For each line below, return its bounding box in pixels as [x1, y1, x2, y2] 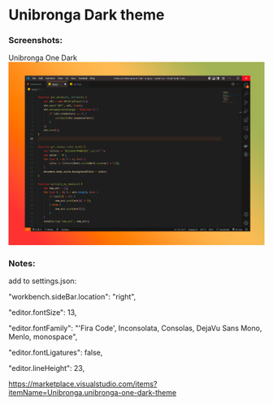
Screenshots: [8, 35, 63, 46]
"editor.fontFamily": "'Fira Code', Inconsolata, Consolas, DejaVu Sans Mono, [8, 323, 262, 333]
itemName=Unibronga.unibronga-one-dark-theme [8, 387, 177, 397]
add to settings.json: [8, 276, 77, 286]
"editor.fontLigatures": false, [8, 347, 103, 357]
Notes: [8, 257, 36, 269]
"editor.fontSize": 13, [8, 307, 77, 317]
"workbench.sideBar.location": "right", [8, 291, 136, 301]
